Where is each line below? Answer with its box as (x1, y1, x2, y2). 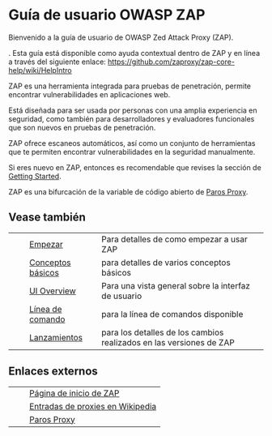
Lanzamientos (29, 331, 83, 343)
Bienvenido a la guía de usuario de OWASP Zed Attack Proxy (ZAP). (8, 32, 234, 42)
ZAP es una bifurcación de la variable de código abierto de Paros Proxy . (8, 186, 249, 196)
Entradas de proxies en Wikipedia (29, 400, 157, 412)
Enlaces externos (8, 365, 99, 378)
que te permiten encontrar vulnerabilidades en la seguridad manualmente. (8, 147, 256, 156)
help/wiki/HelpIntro (8, 65, 72, 75)
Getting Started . (8, 171, 62, 181)
